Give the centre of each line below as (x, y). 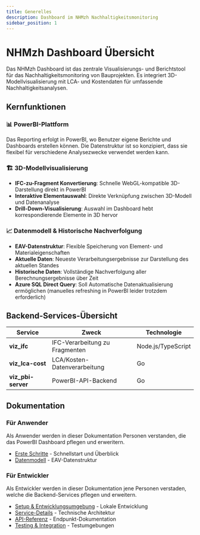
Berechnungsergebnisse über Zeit (57, 278)
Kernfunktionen (36, 107)
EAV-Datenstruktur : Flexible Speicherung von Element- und (89, 246)
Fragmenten (69, 350)
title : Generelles (29, 12)
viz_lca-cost (28, 363)
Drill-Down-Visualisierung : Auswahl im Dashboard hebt (84, 209)
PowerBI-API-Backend (85, 381)
